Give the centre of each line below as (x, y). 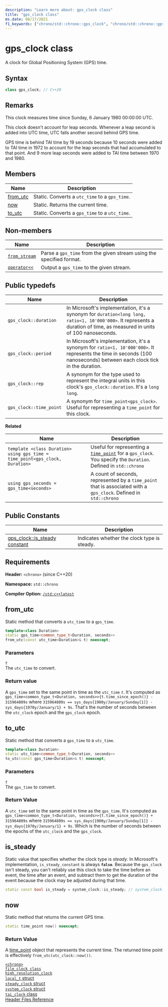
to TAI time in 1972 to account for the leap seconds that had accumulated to (83, 147)
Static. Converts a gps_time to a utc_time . (82, 213)
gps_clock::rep (26, 384)
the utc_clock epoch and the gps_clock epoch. (53, 712)
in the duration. (84, 366)
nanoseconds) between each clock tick (112, 360)
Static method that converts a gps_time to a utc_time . (60, 740)
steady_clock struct (25, 983)
